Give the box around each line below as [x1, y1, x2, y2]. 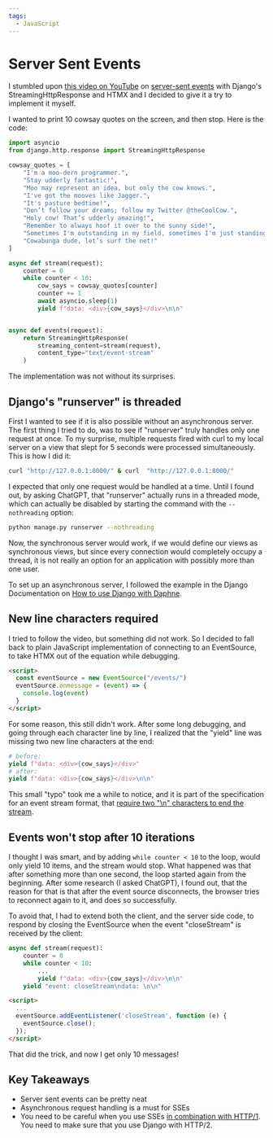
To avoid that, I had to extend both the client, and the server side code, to [8, 911, 254, 921]
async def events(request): [8, 326, 104, 335]
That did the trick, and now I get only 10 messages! [8, 1049, 180, 1059]
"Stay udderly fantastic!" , [23, 176, 118, 184]
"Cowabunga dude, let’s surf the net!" [23, 237, 158, 245]
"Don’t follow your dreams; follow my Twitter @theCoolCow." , [23, 207, 238, 215]
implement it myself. [8, 98, 76, 108]
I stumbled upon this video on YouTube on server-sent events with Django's [8, 81, 262, 91]
